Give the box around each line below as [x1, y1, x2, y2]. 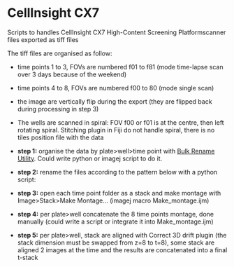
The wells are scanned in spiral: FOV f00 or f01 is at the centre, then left [17, 118, 225, 127]
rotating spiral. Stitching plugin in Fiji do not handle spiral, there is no [17, 125, 215, 134]
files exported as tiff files [7, 35, 79, 43]
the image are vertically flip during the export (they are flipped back [17, 97, 212, 106]
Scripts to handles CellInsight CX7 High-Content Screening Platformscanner [7, 28, 226, 36]
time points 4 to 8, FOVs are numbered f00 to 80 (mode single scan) [17, 83, 214, 92]
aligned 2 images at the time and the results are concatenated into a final [17, 245, 228, 254]
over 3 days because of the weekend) [17, 70, 127, 78]
